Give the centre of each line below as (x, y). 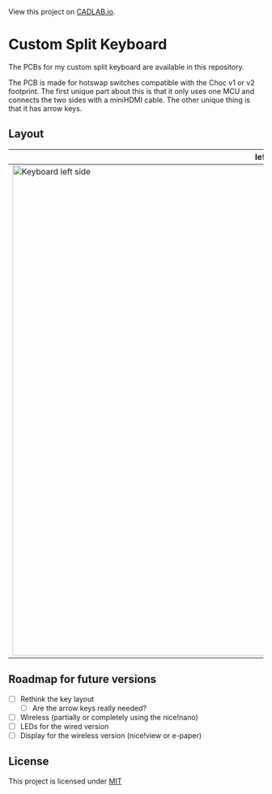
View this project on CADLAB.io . (62, 12)
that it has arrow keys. (45, 108)
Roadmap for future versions (83, 679)
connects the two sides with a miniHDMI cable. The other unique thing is (130, 100)
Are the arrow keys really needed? (89, 708)
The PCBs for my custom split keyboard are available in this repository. (126, 67)
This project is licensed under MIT (66, 781)
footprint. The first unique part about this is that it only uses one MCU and (132, 91)
